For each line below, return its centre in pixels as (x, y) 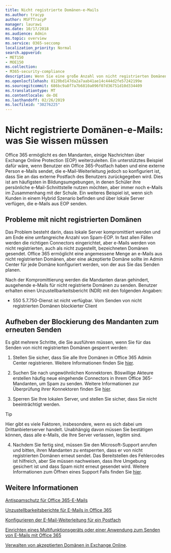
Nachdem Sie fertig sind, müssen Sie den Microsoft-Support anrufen (84, 444)
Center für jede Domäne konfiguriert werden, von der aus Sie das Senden (82, 264)
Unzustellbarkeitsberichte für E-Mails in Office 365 (59, 510)
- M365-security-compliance (35, 72)
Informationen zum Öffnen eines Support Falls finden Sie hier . (77, 471)
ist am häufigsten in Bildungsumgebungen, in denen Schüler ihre (73, 182)
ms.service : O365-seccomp (33, 43)
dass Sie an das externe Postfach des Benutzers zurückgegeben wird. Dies (84, 177)
